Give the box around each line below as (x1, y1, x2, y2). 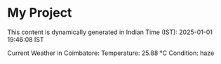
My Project (7, 5, 72, 21)
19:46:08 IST (7, 35, 44, 43)
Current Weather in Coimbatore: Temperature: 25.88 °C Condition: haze (7, 49, 215, 57)
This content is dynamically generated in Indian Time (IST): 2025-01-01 (7, 28, 213, 36)
